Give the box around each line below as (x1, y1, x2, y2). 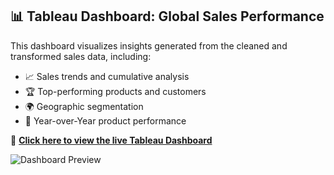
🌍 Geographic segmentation (24, 100, 144, 112)
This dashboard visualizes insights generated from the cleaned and (10, 39, 288, 52)
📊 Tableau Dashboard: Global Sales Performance (10, 8, 325, 25)
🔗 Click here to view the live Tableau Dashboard (10, 134, 213, 146)
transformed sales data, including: (10, 50, 152, 62)
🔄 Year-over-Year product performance (24, 114, 187, 127)
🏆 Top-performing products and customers (24, 85, 207, 97)
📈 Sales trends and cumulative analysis (24, 70, 190, 82)
